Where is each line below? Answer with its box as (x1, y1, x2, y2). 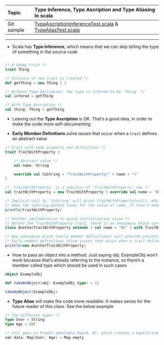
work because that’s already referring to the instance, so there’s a (12, 257, 144, 263)
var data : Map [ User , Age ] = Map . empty (5, 335, 84, 340)
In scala (34, 12, 53, 19)
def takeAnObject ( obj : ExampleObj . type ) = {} (5, 280, 99, 286)
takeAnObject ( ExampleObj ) (5, 289, 58, 294)
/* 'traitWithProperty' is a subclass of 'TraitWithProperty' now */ (5, 185, 150, 190)
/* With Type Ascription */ (5, 102, 62, 108)
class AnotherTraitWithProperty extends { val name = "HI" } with (5, 225, 143, 230)
